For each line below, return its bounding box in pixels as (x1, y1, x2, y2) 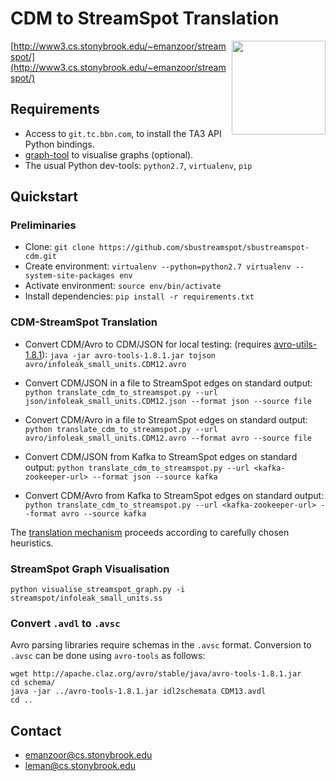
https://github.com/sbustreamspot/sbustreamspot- (98, 243, 310, 253)
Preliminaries (10, 218, 77, 232)
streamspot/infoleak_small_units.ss (10, 593, 163, 604)
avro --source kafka (61, 508, 147, 519)
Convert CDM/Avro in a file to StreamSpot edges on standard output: (24, 413, 308, 426)
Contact (10, 722, 62, 739)
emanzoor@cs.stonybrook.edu (24, 749, 153, 761)
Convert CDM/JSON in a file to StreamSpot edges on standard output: (24, 377, 313, 389)
